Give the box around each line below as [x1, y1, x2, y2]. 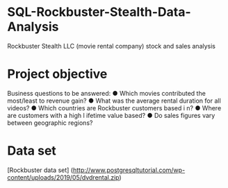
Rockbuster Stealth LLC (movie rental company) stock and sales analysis [7, 42, 215, 50]
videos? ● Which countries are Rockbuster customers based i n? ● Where [7, 103, 222, 112]
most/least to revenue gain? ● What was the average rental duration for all [7, 96, 221, 105]
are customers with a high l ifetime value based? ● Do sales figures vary [7, 111, 215, 119]
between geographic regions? [7, 119, 93, 127]
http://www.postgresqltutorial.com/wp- [72, 166, 186, 174]
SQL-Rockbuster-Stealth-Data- [7, 4, 191, 20]
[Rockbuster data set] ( [7, 166, 74, 174]
